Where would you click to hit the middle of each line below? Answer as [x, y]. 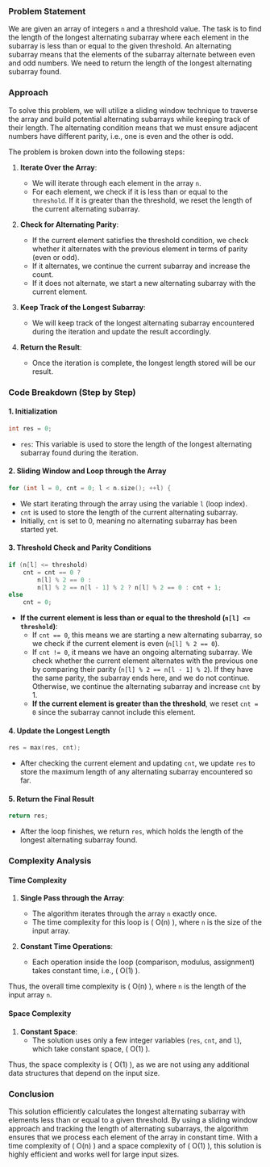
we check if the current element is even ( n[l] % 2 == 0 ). [126, 644]
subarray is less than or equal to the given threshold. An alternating [120, 46]
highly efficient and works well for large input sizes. [94, 1154]
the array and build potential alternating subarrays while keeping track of [129, 119]
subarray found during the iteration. [79, 452]
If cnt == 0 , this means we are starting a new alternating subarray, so [147, 635]
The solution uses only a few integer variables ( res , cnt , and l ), [137, 1040]
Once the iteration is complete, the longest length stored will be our [144, 363]
